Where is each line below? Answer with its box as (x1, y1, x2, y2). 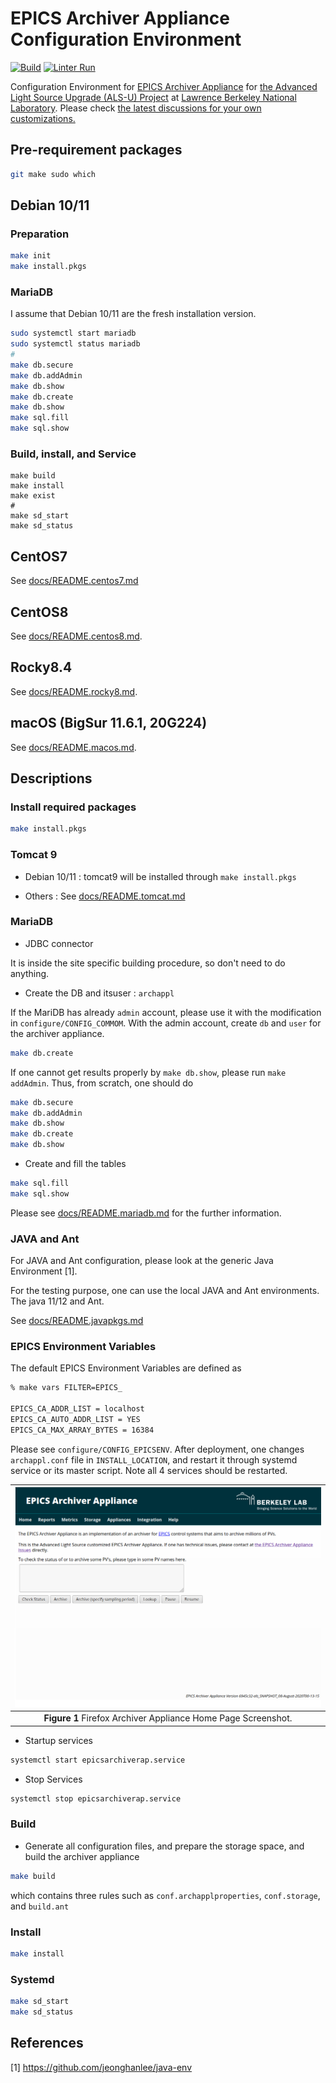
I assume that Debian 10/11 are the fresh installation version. (10, 308, 257, 320)
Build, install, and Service (10, 447, 137, 461)
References (10, 2035, 84, 2052)
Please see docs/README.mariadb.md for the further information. (10, 1207, 282, 1219)
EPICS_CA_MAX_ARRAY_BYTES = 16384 (10, 1425, 155, 1435)
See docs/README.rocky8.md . (10, 685, 138, 697)
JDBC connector (24, 937, 94, 949)
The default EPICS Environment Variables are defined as (10, 1362, 242, 1374)
